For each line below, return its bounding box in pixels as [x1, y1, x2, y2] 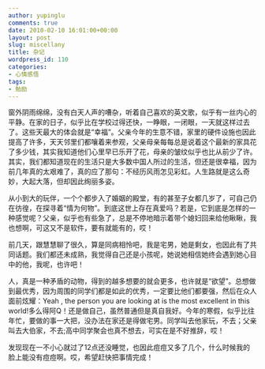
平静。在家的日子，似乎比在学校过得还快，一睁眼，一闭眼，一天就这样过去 [8, 118, 250, 127]
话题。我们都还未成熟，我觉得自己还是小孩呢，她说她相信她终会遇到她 [14, 250, 243, 259]
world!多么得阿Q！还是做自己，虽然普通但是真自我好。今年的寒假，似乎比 [8, 306, 248, 316]
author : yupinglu [8, 11, 65, 20]
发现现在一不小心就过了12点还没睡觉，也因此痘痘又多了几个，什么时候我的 [8, 343, 251, 352]
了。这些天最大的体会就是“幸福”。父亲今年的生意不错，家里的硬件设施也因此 [8, 127, 256, 137]
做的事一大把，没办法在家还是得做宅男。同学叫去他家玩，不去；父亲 [35, 316, 257, 326]
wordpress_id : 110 [8, 56, 69, 64]
